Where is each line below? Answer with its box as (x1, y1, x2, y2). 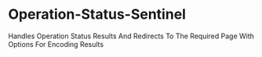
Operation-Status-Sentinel (8, 5, 187, 23)
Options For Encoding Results (8, 39, 104, 48)
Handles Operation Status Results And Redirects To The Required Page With (8, 31, 255, 41)
